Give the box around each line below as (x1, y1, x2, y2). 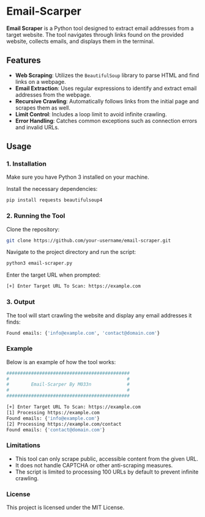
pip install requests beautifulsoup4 (6, 197, 103, 203)
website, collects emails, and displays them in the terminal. (6, 37, 155, 45)
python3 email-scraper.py (6, 260, 72, 267)
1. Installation (6, 160, 47, 168)
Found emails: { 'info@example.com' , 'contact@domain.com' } (6, 330, 160, 336)
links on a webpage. (15, 78, 66, 85)
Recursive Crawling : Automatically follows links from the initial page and (15, 97, 199, 105)
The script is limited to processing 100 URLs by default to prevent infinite (15, 468, 199, 475)
